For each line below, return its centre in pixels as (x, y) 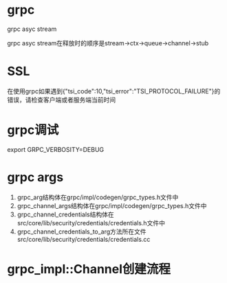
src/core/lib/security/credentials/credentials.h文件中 (91, 223)
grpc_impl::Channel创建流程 (89, 269)
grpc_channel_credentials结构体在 (66, 214)
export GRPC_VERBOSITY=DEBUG (56, 149)
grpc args (35, 177)
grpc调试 (33, 130)
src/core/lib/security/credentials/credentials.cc (84, 239)
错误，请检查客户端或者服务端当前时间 (61, 100)
